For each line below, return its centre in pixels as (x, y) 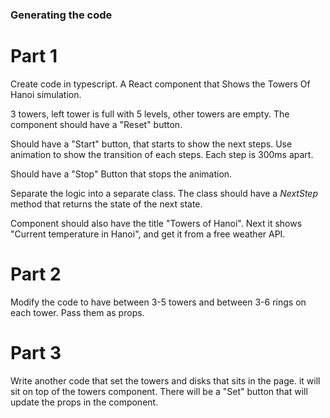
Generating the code (61, 15)
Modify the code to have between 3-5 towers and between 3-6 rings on (158, 302)
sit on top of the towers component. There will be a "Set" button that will (159, 391)
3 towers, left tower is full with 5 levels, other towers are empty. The (150, 114)
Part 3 (36, 352)
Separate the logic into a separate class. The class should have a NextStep (164, 193)
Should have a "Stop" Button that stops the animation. (121, 174)
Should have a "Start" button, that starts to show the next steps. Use (151, 144)
